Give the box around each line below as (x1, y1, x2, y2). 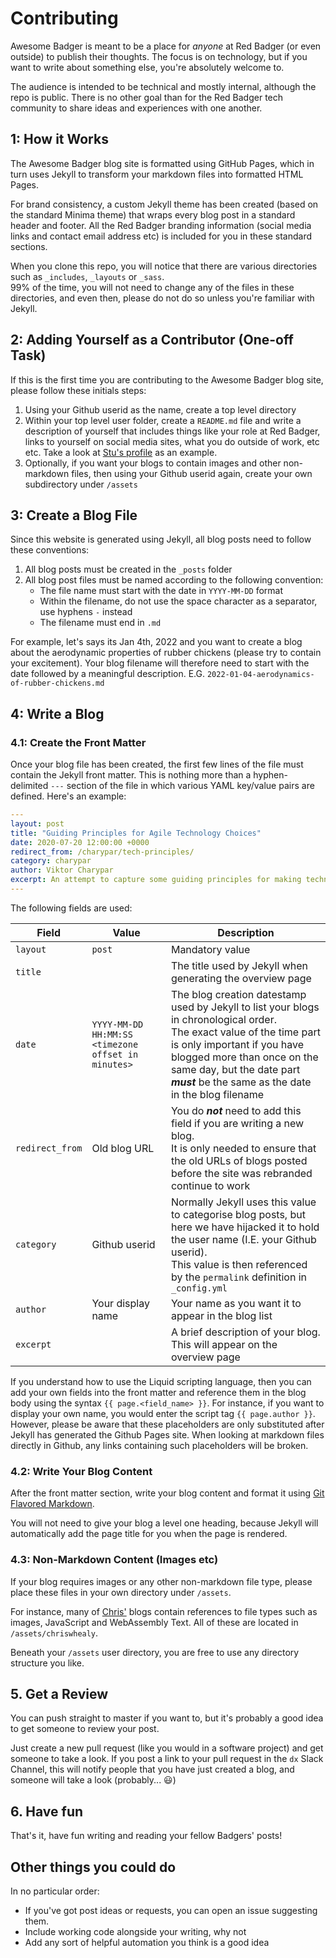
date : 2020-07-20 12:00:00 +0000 (10, 837, 150, 847)
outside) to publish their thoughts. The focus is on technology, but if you (10, 50, 308, 62)
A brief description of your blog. (170, 1325, 321, 1339)
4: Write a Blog (10, 705, 105, 722)
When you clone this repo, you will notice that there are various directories (10, 260, 318, 272)
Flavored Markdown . (10, 1498, 95, 1510)
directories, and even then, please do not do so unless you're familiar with (10, 292, 315, 304)
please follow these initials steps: (10, 384, 147, 396)
